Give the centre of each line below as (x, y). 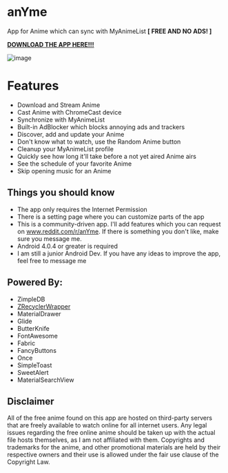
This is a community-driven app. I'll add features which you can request (119, 224)
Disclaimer (31, 401)
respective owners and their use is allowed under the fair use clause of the (113, 455)
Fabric (26, 343)
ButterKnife (33, 328)
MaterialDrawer (39, 313)
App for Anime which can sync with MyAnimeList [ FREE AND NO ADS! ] (110, 31)
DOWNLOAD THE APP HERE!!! (51, 44)
